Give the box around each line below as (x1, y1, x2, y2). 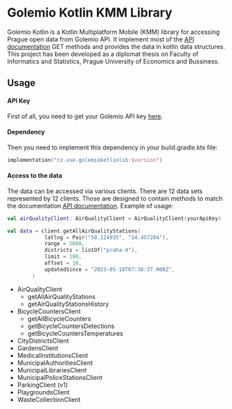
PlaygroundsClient (17, 388, 70, 396)
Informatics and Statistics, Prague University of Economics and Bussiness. (7, 57, 220, 65)
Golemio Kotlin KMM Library (7, 5, 173, 21)
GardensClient (17, 344, 59, 352)
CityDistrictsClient (17, 336, 69, 345)
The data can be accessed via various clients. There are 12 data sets (7, 187, 203, 195)
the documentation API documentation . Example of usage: (7, 201, 174, 210)
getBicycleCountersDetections (27, 322, 115, 330)
